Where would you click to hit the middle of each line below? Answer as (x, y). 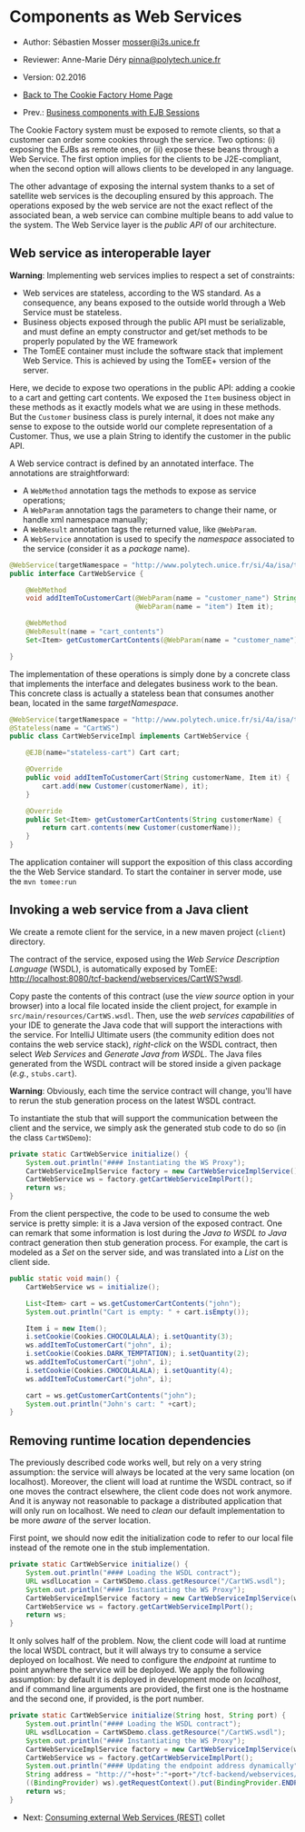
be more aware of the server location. (80, 1520)
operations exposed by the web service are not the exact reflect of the (142, 205)
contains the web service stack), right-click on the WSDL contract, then (143, 1044)
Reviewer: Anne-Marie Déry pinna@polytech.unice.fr (121, 59)
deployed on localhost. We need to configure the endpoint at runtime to (143, 1660)
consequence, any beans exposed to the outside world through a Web (154, 303)
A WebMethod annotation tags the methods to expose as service (139, 490)
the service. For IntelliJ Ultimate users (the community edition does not (142, 1034)
